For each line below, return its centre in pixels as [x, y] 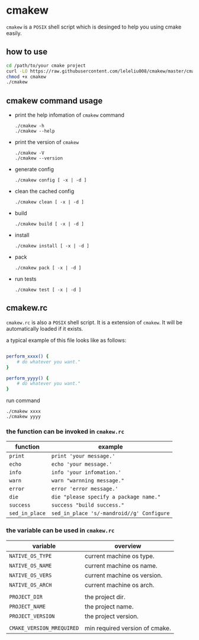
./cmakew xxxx [24, 412]
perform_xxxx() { [28, 356]
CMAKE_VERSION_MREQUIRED [44, 628]
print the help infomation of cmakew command [69, 115]
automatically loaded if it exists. [45, 328]
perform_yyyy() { [28, 378]
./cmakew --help [35, 131]
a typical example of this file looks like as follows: [66, 340]
